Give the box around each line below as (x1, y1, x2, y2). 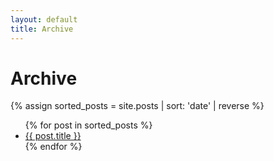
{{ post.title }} (24, 130, 82, 142)
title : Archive (10, 24, 74, 34)
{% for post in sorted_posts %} (24, 119, 153, 131)
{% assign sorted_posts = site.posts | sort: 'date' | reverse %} (10, 100, 265, 112)
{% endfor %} (24, 141, 83, 153)
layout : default (10, 14, 78, 25)
